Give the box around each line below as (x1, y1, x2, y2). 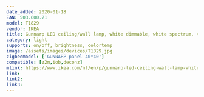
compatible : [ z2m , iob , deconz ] (6, 59, 83, 65)
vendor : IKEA (6, 25, 39, 32)
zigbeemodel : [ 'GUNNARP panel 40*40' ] (6, 54, 104, 60)
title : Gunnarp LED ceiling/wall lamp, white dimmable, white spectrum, (6, 31, 194, 37)
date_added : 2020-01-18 (6, 8, 67, 15)
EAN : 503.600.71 (6, 14, 47, 20)
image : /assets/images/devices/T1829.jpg (6, 48, 113, 54)
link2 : (6, 76, 23, 82)
